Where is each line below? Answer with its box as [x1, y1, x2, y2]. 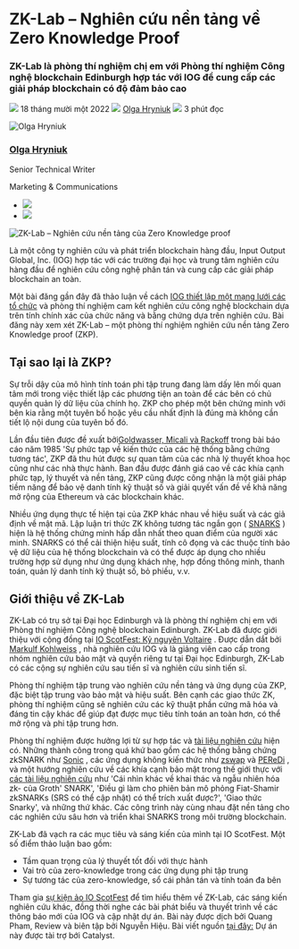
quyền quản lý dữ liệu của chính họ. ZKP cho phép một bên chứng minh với [9, 398, 286, 408]
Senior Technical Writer [9, 164, 96, 175]
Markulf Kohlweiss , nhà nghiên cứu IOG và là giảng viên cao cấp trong [9, 644, 270, 654]
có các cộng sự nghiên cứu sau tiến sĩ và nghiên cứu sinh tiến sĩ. [9, 663, 247, 673]
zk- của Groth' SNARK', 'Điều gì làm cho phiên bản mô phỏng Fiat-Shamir [9, 783, 279, 794]
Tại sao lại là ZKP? [9, 355, 112, 371]
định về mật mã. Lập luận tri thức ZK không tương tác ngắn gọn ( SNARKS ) [9, 517, 286, 528]
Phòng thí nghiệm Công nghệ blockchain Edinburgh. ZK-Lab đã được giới [9, 625, 278, 636]
